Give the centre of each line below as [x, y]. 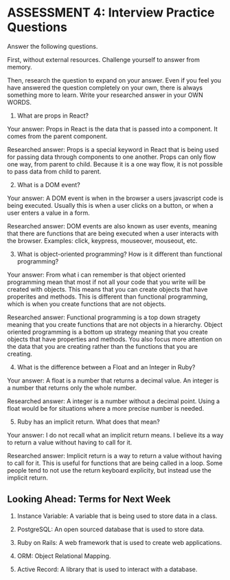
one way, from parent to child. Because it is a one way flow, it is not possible [115, 164]
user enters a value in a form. [49, 213]
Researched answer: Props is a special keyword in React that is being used [113, 149]
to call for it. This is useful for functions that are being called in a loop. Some [115, 463]
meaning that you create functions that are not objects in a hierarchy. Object [115, 324]
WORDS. [20, 102]
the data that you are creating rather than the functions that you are [102, 346]
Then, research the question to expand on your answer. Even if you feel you [114, 80]
